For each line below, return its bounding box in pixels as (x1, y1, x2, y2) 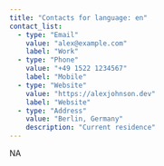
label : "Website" (25, 97, 92, 107)
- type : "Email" (17, 30, 79, 39)
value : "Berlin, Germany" (25, 114, 124, 123)
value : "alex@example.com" (25, 38, 128, 48)
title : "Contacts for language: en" (9, 13, 148, 23)
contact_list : (9, 22, 63, 31)
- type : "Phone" (17, 55, 79, 64)
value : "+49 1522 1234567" (25, 64, 128, 73)
